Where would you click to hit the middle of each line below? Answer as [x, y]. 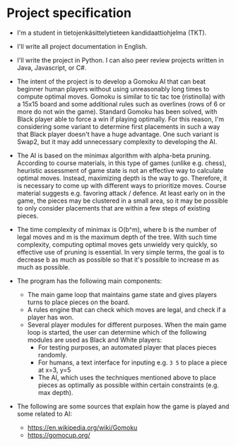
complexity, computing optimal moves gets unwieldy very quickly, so [117, 244]
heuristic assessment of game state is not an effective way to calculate [120, 170]
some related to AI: [44, 413]
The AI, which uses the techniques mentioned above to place [127, 377]
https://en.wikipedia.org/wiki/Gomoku [82, 428]
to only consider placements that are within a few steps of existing [113, 208]
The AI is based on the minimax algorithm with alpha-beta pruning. [114, 155]
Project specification [69, 13]
